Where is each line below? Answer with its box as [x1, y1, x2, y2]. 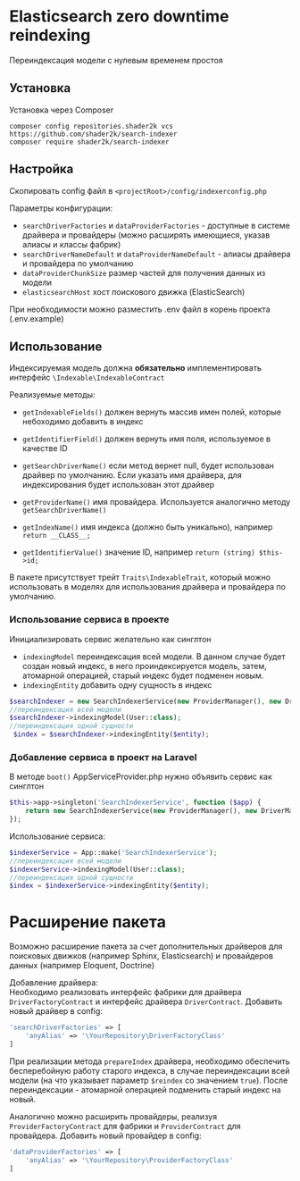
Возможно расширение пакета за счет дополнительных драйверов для [9, 941, 283, 952]
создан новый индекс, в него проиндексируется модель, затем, [21, 660, 267, 671]
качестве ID [21, 443, 69, 454]
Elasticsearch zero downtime [9, 6, 229, 27]
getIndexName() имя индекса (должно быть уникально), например [21, 522, 273, 532]
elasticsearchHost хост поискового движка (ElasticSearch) [21, 286, 246, 297]
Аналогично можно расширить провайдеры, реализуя [9, 1110, 217, 1122]
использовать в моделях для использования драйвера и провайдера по [9, 582, 286, 592]
